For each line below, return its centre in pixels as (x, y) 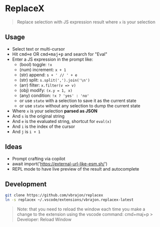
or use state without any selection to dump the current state (80, 105)
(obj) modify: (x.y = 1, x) (46, 90)
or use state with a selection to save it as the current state (78, 101)
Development (26, 184)
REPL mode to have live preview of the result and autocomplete (76, 169)
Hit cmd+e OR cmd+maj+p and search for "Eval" (60, 54)
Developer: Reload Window (44, 220)
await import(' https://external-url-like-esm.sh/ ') (60, 164)
